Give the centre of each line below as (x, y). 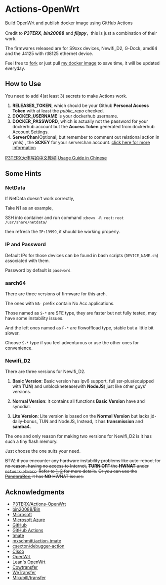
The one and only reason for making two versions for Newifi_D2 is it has (79, 436)
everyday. (15, 68)
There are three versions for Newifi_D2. (45, 372)
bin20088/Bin (26, 509)
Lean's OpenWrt (29, 562)
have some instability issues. (34, 319)
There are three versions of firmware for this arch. (56, 294)
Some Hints (23, 174)
